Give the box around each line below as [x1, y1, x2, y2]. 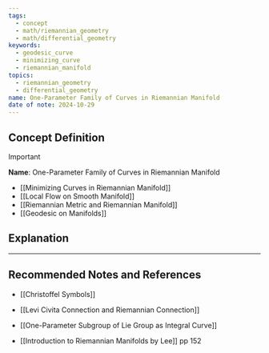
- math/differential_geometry [15, 34, 116, 42]
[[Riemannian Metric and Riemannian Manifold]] [19, 199, 178, 209]
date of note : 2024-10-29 [8, 101, 94, 109]
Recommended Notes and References [8, 268, 202, 282]
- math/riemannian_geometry [15, 26, 110, 34]
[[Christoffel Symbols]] [19, 289, 96, 299]
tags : [8, 11, 26, 20]
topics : [8, 71, 34, 79]
